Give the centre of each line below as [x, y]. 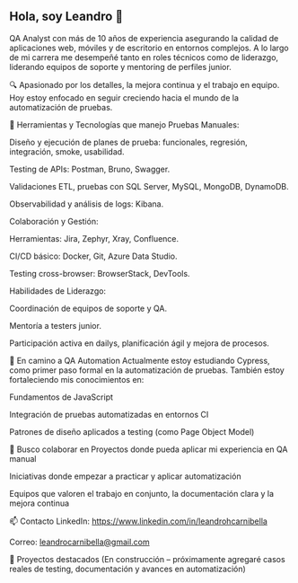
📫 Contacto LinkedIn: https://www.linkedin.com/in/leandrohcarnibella [138, 521]
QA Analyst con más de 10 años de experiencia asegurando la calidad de [144, 38]
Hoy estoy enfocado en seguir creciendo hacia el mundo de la [124, 97]
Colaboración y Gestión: [54, 221]
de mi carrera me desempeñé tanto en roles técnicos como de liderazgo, [144, 57]
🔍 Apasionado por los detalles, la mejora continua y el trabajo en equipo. [145, 84]
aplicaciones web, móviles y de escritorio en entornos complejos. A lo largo [149, 48]
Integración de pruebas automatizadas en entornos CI [109, 414]
